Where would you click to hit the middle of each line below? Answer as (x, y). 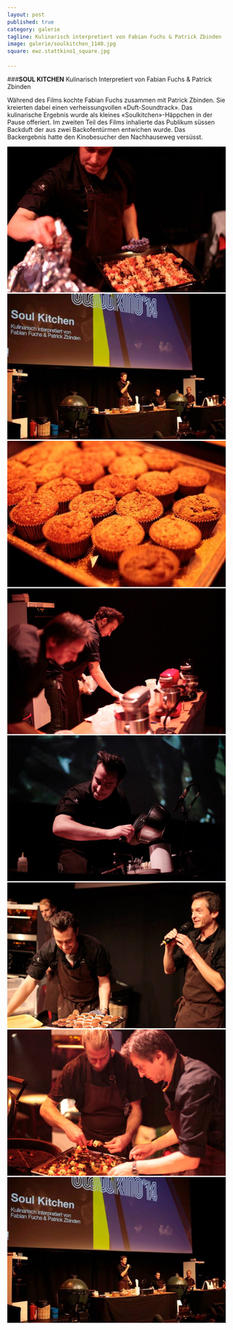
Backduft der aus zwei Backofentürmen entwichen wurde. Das (96, 129)
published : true (31, 22)
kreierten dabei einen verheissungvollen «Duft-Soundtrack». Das (100, 107)
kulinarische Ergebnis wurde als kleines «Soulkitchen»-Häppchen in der (110, 115)
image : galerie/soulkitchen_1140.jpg (62, 44)
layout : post (26, 15)
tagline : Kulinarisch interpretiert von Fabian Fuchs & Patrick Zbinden (114, 37)
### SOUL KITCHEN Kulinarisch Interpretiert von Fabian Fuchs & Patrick (110, 79)
